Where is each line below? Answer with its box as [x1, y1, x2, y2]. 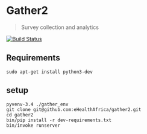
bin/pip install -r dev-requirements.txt [6, 117, 112, 123]
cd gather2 [6, 112, 34, 118]
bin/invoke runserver [6, 122, 61, 129]
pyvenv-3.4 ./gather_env [6, 101, 69, 107]
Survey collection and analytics [20, 24, 99, 31]
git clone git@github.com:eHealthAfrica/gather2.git [6, 106, 142, 112]
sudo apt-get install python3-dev [6, 69, 93, 75]
